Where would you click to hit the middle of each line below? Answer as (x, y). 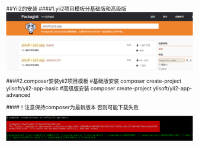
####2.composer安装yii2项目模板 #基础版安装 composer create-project (94, 81)
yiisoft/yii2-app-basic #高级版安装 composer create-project (79, 89)
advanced (18, 95)
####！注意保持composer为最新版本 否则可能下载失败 (73, 107)
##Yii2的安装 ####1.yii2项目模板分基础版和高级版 (66, 9)
